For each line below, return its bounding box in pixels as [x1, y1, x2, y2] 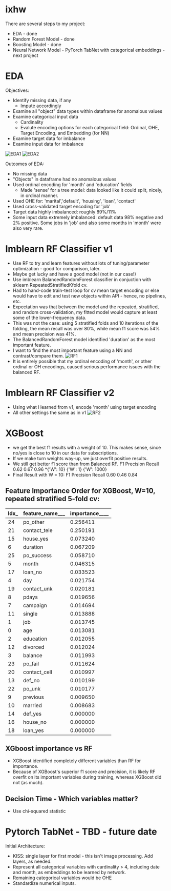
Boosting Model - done [12, 41, 61, 47]
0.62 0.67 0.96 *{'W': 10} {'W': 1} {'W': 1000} [12, 466, 108, 472]
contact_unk [23, 585, 53, 592]
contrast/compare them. [12, 352, 64, 359]
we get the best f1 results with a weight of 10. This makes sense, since [12, 444, 161, 450]
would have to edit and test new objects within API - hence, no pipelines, [12, 292, 166, 299]
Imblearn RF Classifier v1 [5, 243, 113, 255]
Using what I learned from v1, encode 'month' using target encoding [12, 404, 157, 410]
